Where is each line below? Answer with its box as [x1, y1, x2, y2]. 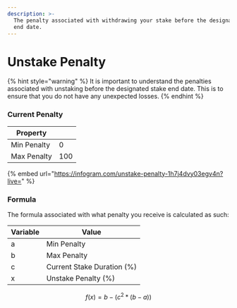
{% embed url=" [7, 169, 55, 178]
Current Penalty [7, 110, 63, 120]
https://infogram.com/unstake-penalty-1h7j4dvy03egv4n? [54, 169, 224, 178]
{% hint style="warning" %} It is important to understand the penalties [7, 77, 212, 85]
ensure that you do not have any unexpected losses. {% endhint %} [7, 92, 204, 101]
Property [16, 128, 47, 137]
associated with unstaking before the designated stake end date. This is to [7, 85, 224, 93]
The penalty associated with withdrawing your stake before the [13, 17, 207, 24]
